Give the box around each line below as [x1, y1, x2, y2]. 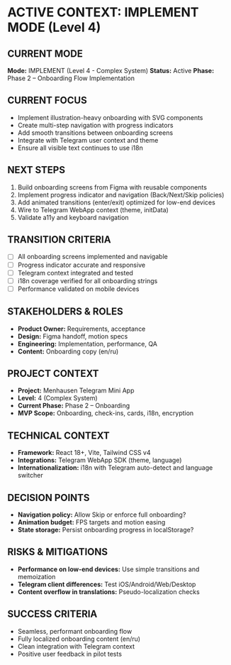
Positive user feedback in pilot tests [17, 649, 123, 658]
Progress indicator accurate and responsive [17, 260, 146, 269]
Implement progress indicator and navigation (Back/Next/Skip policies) [17, 190, 225, 199]
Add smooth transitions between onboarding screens [17, 128, 174, 137]
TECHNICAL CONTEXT [7, 429, 110, 441]
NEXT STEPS [7, 164, 66, 176]
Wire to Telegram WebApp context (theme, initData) [17, 205, 169, 214]
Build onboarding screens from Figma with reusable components [17, 182, 208, 192]
